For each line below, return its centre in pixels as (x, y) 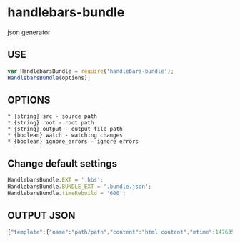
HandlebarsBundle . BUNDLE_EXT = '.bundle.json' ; (80, 187)
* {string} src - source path (52, 116)
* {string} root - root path (51, 123)
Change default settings (62, 163)
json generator (29, 32)
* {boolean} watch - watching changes (65, 135)
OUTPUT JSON (41, 215)
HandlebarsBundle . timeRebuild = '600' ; (67, 193)
